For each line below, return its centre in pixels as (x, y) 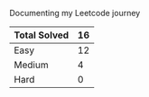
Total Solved (42, 35)
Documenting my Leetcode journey (75, 13)
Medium (31, 65)
